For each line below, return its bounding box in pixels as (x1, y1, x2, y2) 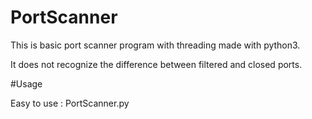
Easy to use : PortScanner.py (10, 97, 130, 109)
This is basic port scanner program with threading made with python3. (10, 39, 301, 51)
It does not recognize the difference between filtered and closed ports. (10, 58, 303, 70)
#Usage (10, 77, 43, 90)
